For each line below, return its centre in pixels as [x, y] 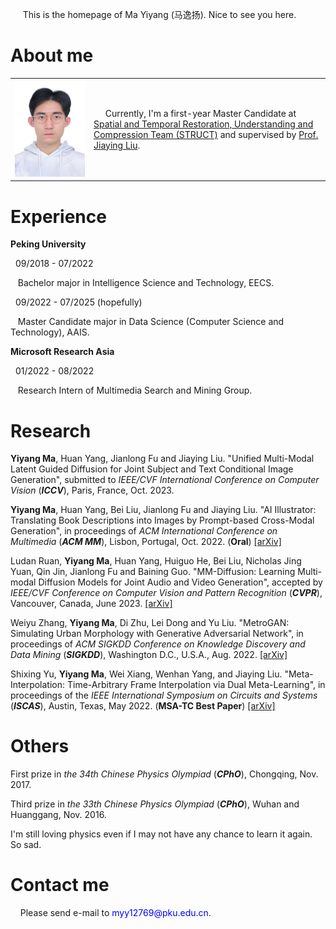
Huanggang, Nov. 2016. [58, 815]
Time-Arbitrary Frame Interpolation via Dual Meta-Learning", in [196, 685]
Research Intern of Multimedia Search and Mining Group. [135, 390]
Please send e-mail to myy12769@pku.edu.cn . [115, 913]
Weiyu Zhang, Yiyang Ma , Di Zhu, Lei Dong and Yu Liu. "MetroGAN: [150, 623]
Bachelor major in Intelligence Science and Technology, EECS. [146, 283]
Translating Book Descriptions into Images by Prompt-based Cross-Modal [162, 520]
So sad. [26, 845]
